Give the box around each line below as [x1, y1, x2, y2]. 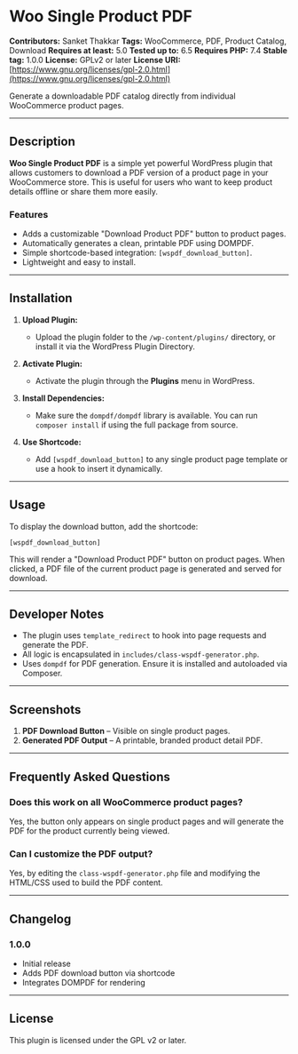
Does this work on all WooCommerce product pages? [9, 795, 244, 808]
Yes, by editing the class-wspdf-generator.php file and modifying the [9, 868, 261, 879]
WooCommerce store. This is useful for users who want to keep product [9, 176, 273, 188]
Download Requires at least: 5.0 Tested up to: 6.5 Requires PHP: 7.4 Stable [9, 44, 288, 55]
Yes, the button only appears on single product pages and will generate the [9, 816, 284, 826]
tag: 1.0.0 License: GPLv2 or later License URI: [9, 54, 181, 65]
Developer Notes [9, 607, 105, 622]
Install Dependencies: [21, 393, 105, 403]
